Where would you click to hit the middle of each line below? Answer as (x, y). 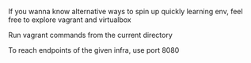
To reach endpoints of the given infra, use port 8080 (94, 50)
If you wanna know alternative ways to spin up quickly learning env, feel (125, 11)
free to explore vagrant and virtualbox (70, 20)
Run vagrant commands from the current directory (90, 35)
